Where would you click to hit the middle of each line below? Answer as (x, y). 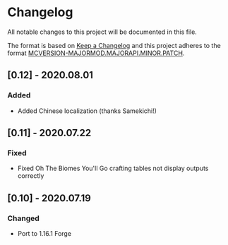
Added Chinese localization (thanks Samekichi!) (87, 111)
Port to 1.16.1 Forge (44, 233)
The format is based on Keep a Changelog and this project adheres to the (114, 45)
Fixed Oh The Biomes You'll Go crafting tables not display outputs (113, 168)
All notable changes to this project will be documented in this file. (102, 32)
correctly (31, 176)
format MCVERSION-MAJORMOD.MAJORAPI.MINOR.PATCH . (96, 53)
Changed (24, 218)
